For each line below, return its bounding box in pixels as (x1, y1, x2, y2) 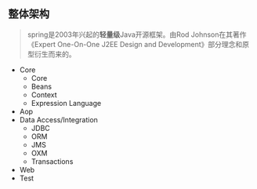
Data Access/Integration (19, 114, 98, 124)
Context (31, 89, 57, 100)
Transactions (31, 156, 74, 166)
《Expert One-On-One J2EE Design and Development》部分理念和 (27, 39, 243, 49)
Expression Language (31, 98, 102, 107)
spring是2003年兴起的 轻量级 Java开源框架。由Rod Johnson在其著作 (27, 30, 247, 39)
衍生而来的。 (34, 49, 76, 59)
